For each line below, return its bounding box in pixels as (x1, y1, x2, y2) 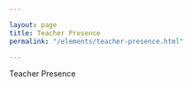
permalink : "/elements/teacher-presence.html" (9, 37, 184, 46)
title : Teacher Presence (9, 28, 101, 38)
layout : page (9, 20, 58, 29)
